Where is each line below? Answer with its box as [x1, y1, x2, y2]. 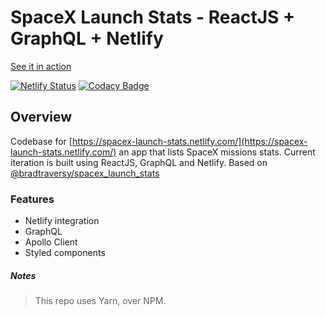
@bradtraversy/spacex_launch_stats [10, 167, 160, 179]
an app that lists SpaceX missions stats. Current [118, 146, 316, 158]
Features [10, 192, 55, 206]
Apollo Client [24, 236, 78, 248]
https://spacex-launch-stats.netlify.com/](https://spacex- [71, 135, 308, 147]
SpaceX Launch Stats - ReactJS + [10, 6, 296, 29]
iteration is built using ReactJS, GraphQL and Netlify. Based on [10, 156, 268, 168]
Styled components [24, 247, 106, 259]
